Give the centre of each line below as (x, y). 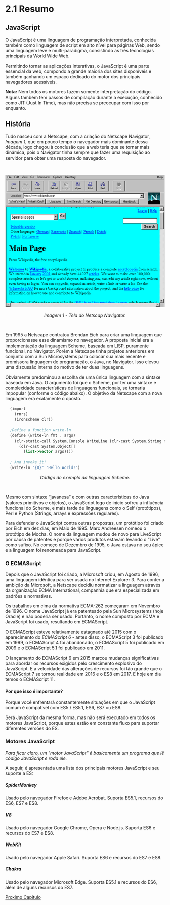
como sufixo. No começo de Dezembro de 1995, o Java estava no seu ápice (84, 545)
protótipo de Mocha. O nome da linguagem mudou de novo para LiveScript (83, 534)
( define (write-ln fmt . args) (43, 435)
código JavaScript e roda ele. (36, 758)
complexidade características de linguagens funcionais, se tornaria (75, 388)
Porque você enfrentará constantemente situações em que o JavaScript (80, 702)
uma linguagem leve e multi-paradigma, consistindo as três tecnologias (80, 51)
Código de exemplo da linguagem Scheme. (85, 477)
